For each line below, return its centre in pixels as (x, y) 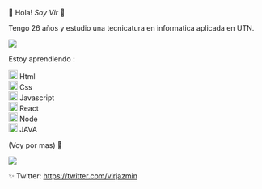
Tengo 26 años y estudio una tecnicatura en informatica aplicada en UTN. (131, 28)
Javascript (37, 98)
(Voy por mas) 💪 (35, 145)
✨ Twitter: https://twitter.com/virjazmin (73, 176)
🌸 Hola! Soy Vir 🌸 (37, 13)
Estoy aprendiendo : (42, 59)
